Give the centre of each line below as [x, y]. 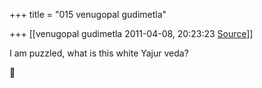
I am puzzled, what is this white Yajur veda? [99, 53]
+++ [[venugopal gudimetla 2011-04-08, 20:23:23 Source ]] [131, 33]
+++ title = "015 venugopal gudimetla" [88, 14]
